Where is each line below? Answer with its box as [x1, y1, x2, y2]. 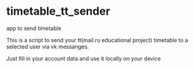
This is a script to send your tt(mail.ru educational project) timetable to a [6, 36, 188, 43]
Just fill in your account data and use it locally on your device [6, 55, 161, 62]
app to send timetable [6, 25, 62, 32]
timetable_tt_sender [6, 4, 111, 18]
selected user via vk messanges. [6, 43, 89, 50]
